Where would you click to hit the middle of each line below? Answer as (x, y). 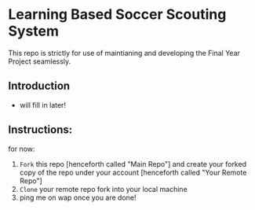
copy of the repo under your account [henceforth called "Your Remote (133, 172)
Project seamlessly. (40, 61)
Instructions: (40, 130)
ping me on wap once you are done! (78, 197)
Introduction (39, 86)
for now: (22, 149)
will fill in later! (43, 105)
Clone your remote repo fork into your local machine (104, 189)
